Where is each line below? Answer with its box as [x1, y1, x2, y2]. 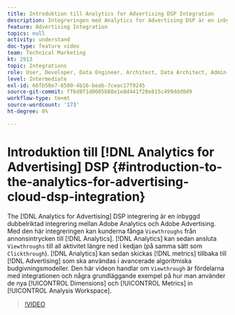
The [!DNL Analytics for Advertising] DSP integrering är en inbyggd [7, 211, 201, 220]
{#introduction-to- [111, 159, 222, 175]
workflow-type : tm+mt [7, 95, 71, 102]
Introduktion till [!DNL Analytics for [7, 144, 215, 160]
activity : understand [7, 36, 71, 43]
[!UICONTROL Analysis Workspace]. [7, 286, 112, 295]
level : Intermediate [7, 75, 68, 83]
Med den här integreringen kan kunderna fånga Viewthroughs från [7, 227, 197, 235]
